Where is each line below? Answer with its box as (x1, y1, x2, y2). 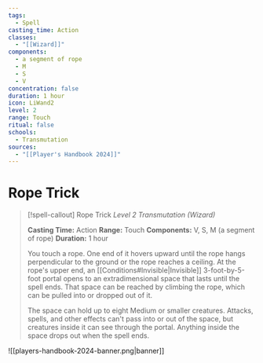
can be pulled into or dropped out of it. (27, 291, 153, 300)
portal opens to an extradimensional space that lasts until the (42, 274, 240, 284)
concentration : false (8, 84, 79, 93)
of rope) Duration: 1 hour (27, 233, 108, 244)
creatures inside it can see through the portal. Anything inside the (27, 323, 239, 332)
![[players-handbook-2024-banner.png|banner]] (8, 346, 165, 356)
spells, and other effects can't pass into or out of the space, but (27, 314, 234, 324)
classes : (8, 33, 37, 42)
